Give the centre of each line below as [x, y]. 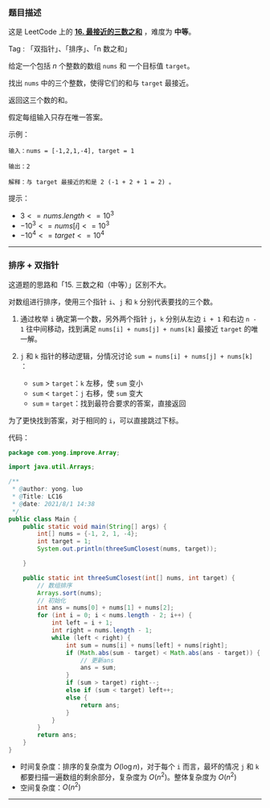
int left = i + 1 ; [82, 623]
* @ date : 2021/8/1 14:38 [53, 504]
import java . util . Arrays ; [51, 467]
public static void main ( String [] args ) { [95, 526]
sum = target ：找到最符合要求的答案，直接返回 [109, 403]
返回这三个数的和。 [40, 100]
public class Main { [43, 519]
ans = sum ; [98, 668]
